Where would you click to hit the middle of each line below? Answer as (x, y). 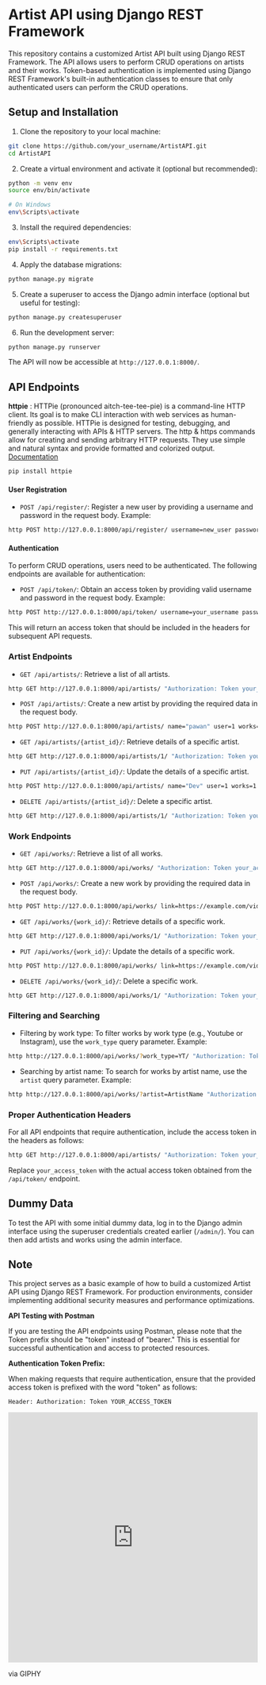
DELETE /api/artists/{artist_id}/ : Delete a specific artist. (116, 802)
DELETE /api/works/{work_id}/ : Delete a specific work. (109, 981)
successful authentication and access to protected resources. (109, 1348)
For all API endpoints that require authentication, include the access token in (133, 1132)
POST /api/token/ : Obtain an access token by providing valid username (135, 589)
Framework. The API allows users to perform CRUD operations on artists (126, 62)
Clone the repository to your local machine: (90, 131)
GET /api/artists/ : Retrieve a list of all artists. (95, 674)
